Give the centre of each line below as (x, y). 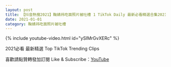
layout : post (19, 10)
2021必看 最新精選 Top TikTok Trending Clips (52, 49)
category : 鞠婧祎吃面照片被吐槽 (36, 24)
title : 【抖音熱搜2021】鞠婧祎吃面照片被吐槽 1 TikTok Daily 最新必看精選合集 (81, 15)
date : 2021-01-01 (24, 19)
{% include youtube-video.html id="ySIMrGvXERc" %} (62, 38)
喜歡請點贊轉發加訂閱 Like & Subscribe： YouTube (57, 59)
